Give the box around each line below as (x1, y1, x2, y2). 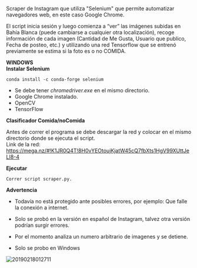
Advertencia (6, 186, 37, 193)
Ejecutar (6, 165, 28, 172)
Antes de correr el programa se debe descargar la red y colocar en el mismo (6, 129, 192, 135)
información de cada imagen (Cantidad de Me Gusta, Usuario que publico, (6, 35, 186, 42)
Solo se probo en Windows (14, 244, 81, 252)
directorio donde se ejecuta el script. (6, 135, 95, 142)
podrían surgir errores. (14, 222, 69, 229)
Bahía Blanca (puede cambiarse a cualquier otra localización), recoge (6, 29, 175, 36)
